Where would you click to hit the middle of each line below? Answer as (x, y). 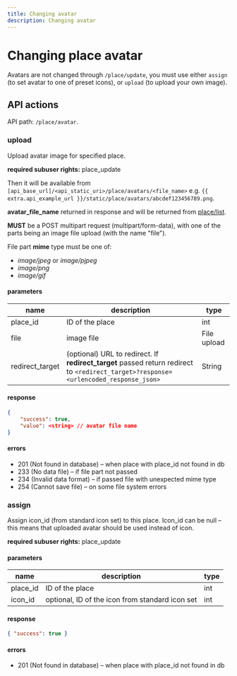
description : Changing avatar (52, 21)
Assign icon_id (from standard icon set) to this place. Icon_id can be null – (115, 520)
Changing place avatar (75, 56)
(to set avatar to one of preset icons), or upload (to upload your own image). (117, 83)
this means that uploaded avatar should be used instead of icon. (101, 528)
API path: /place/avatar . (43, 122)
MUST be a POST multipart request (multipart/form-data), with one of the (114, 225)
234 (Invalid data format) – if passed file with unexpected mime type (117, 479)
